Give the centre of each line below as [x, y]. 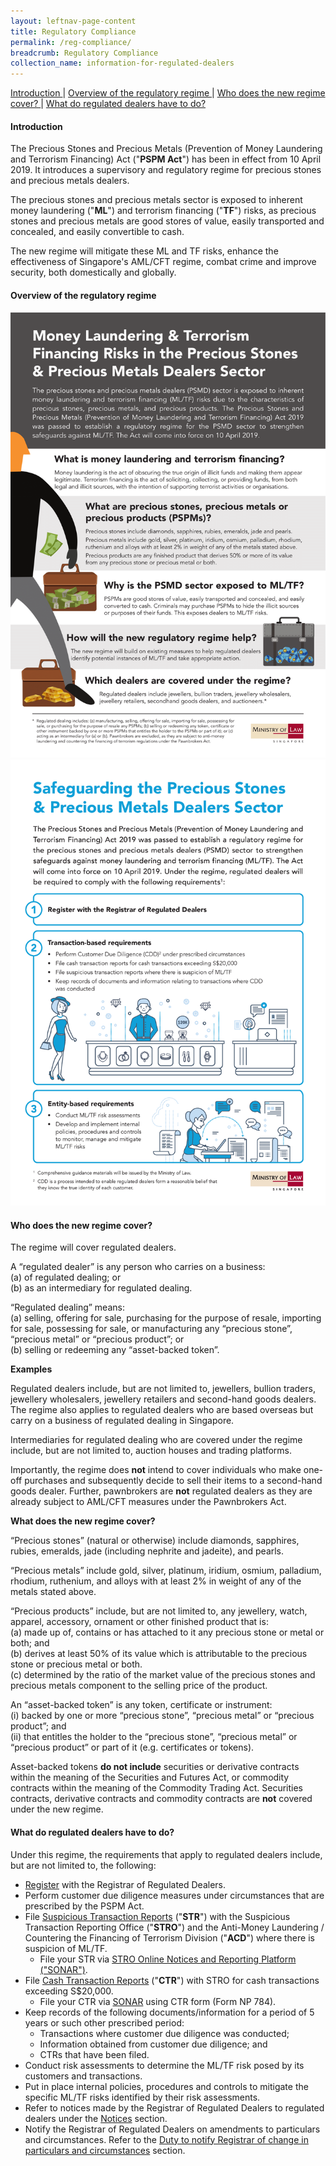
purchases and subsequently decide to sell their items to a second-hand [173, 1481]
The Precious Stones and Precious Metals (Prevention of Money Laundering [166, 149]
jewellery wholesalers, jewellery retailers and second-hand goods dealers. [163, 1399]
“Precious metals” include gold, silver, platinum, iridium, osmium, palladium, [166, 1571]
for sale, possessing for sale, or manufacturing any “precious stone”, [151, 1329]
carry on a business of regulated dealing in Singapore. [122, 1421]
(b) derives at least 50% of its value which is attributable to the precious [159, 1654]
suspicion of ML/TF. [66, 1948]
